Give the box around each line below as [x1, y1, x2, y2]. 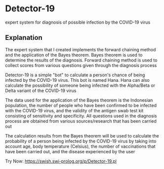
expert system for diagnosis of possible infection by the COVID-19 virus [5, 19, 151, 25]
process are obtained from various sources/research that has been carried [5, 118, 157, 124]
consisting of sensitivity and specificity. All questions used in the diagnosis [5, 113, 157, 119]
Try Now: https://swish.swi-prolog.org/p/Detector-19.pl [5, 158, 117, 164]
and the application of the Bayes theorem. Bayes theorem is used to [5, 52, 143, 58]
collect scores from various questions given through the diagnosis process [5, 62, 157, 68]
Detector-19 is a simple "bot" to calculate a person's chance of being [5, 72, 145, 78]
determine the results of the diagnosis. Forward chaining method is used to [5, 57, 158, 63]
